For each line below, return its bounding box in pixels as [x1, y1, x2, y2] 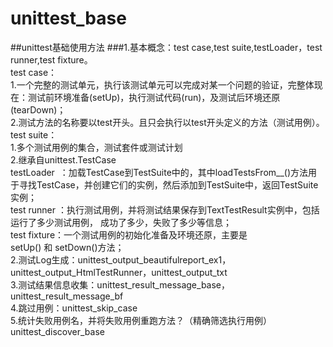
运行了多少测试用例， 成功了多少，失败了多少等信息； [10, 216, 232, 228]
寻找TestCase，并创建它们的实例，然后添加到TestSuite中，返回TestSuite [18, 178, 319, 191]
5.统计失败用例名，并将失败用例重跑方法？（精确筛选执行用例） [10, 314, 272, 326]
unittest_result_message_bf [10, 290, 124, 302]
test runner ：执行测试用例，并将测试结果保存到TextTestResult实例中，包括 [10, 203, 320, 216]
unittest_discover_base [10, 325, 105, 337]
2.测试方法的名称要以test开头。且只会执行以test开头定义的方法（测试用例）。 [10, 116, 325, 128]
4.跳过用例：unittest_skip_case [10, 302, 138, 314]
